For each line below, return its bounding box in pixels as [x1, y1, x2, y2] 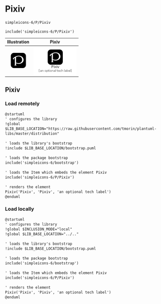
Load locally [5, 205, 34, 212]
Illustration [7, 39, 30, 45]
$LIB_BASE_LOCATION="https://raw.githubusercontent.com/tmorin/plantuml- [5, 126, 157, 131]
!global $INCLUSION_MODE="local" [5, 227, 73, 232]
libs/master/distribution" [5, 131, 59, 136]
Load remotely [5, 100, 40, 107]
